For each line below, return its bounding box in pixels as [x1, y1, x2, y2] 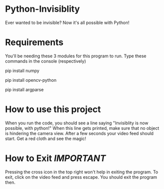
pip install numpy [5, 68, 40, 73]
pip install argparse [5, 87, 44, 93]
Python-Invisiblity [5, 3, 80, 15]
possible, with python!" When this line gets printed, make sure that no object [5, 125, 160, 131]
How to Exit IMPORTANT [5, 153, 106, 164]
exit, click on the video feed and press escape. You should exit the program [5, 174, 158, 180]
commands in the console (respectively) [5, 58, 87, 64]
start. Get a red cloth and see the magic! [5, 136, 87, 142]
